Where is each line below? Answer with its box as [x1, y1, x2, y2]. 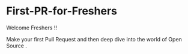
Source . [6, 42, 27, 49]
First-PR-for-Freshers [6, 4, 117, 18]
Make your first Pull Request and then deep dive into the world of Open [6, 35, 182, 43]
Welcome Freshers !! [6, 24, 57, 31]
